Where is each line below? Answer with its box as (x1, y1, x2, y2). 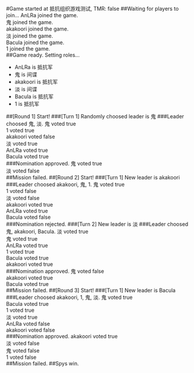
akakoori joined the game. (6, 25, 69, 32)
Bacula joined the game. (6, 39, 64, 46)
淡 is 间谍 (14, 86, 38, 92)
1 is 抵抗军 (14, 101, 40, 107)
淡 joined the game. (6, 32, 53, 39)
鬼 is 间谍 (14, 71, 38, 78)
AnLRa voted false (6, 320, 50, 327)
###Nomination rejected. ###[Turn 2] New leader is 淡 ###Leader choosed (6, 221, 189, 228)
